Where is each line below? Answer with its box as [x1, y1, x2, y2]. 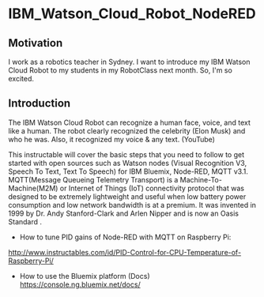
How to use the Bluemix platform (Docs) [19, 271, 150, 280]
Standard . [8, 216, 42, 226]
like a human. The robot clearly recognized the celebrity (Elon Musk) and [8, 126, 246, 135]
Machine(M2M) [8, 183, 58, 193]
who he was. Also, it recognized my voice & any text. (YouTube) [8, 134, 216, 144]
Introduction [8, 96, 71, 111]
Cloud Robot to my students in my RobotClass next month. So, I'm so [8, 66, 233, 75]
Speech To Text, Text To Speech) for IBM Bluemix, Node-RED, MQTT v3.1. [8, 167, 249, 176]
